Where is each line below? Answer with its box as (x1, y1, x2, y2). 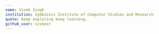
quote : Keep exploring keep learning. (5, 16, 88, 21)
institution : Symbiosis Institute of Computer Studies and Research (5, 12, 154, 17)
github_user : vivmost (5, 21, 51, 26)
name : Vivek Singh (5, 7, 44, 12)
